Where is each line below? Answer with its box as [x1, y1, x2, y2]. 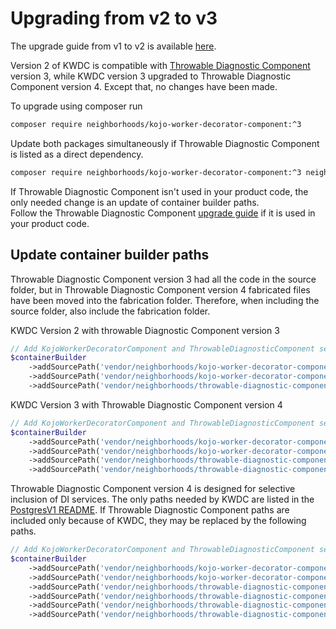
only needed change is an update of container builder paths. [10, 196, 260, 208]
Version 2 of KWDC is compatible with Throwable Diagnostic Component [10, 59, 311, 71]
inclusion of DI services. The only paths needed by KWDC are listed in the [10, 493, 315, 506]
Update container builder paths [10, 247, 210, 264]
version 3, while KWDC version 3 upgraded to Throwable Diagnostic [10, 70, 292, 82]
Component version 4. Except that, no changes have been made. [10, 80, 278, 92]
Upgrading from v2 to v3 [10, 7, 218, 30]
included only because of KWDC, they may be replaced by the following [10, 515, 307, 527]
